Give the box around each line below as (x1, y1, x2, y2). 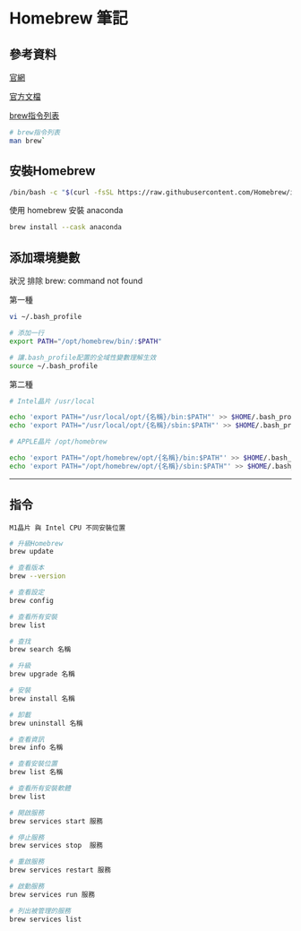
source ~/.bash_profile (9, 361, 99, 370)
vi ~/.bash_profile (9, 313, 82, 322)
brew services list (9, 915, 82, 924)
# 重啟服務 (9, 858, 45, 866)
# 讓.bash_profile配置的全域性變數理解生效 (9, 353, 157, 362)
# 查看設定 (9, 588, 45, 597)
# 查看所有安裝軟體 (9, 784, 72, 793)
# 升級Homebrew (9, 539, 64, 547)
